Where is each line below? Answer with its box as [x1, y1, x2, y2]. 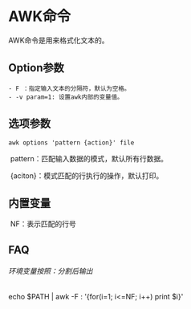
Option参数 [8, 61, 64, 75]
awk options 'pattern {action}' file [8, 138, 135, 147]
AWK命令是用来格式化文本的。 [8, 35, 110, 45]
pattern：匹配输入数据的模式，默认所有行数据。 [10, 153, 169, 163]
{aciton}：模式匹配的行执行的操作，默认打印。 [10, 170, 164, 181]
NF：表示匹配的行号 [10, 219, 76, 229]
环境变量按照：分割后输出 [8, 266, 93, 276]
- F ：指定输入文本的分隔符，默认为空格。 [8, 84, 131, 92]
